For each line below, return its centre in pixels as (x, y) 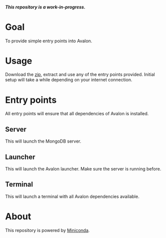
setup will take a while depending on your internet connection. (69, 80)
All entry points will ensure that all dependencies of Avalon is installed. (77, 114)
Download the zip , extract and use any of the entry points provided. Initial (80, 75)
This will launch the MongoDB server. (43, 141)
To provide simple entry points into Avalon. (49, 41)
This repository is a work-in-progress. (45, 7)
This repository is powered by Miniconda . (48, 230)
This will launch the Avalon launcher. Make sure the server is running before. (83, 169)
